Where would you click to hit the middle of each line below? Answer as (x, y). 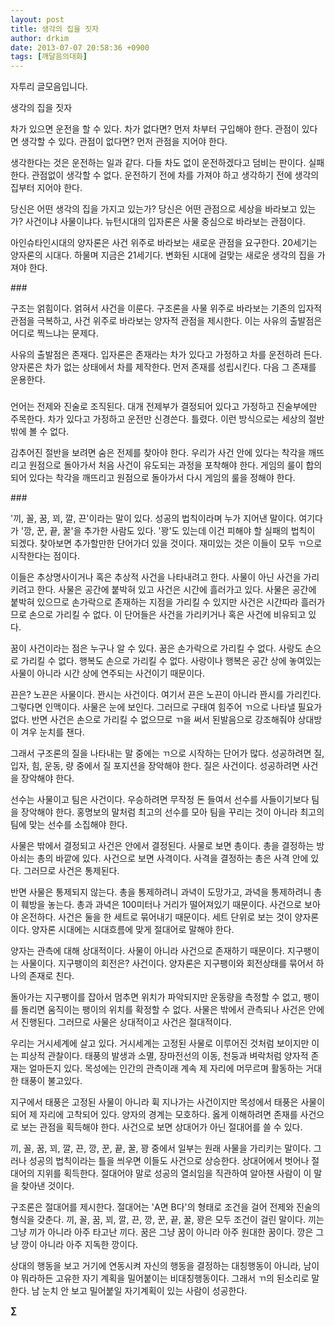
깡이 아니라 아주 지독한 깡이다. (79, 1245)
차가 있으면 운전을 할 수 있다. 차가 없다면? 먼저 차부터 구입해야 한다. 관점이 (155, 129)
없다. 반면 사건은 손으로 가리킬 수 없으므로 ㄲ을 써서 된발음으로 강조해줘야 (153, 720)
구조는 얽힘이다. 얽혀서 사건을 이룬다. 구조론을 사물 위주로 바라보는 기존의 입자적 (166, 308)
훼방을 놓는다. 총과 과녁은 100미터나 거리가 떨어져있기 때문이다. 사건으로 (161, 905)
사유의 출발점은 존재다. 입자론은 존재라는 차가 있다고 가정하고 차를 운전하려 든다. (166, 355)
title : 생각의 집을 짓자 (55, 29)
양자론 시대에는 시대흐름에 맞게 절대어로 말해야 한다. (133, 930)
